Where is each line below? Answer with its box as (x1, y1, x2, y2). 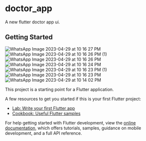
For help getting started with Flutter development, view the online (5, 120, 136, 125)
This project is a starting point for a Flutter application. (5, 86, 114, 92)
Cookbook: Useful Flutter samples (12, 110, 81, 116)
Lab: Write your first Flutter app (12, 105, 75, 111)
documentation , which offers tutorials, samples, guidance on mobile (5, 125, 141, 131)
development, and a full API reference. (5, 130, 82, 136)
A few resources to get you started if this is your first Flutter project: (5, 96, 141, 102)
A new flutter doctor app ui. (5, 19, 60, 25)
